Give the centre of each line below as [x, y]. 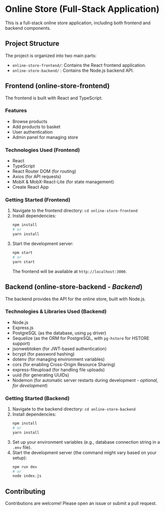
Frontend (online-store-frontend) [57, 86]
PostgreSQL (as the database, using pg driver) [59, 333]
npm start [23, 253]
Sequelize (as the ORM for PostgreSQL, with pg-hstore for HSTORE [81, 338]
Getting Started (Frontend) [38, 200]
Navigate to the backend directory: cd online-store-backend [74, 409]
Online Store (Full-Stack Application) [82, 9]
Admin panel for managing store [45, 137]
